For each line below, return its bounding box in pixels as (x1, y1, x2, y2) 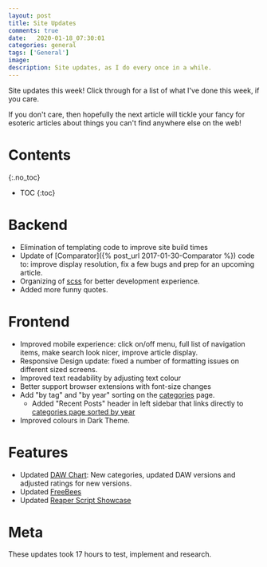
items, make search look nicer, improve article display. (19, 347, 198, 357)
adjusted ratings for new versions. (19, 478, 132, 488)
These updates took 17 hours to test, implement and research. (8, 549, 212, 559)
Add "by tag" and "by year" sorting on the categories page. (19, 390, 215, 399)
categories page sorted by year (31, 406, 135, 416)
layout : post (8, 11, 52, 20)
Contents (8, 145, 72, 164)
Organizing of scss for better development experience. (19, 276, 201, 286)
